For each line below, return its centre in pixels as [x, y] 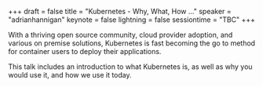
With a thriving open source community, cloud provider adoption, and [121, 35]
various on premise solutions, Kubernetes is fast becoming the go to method [132, 43]
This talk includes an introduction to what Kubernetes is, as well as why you [130, 67]
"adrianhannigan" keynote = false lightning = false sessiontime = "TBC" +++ [132, 20]
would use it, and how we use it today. [70, 75]
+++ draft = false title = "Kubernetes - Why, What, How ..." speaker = [120, 11]
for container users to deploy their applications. [85, 51]
